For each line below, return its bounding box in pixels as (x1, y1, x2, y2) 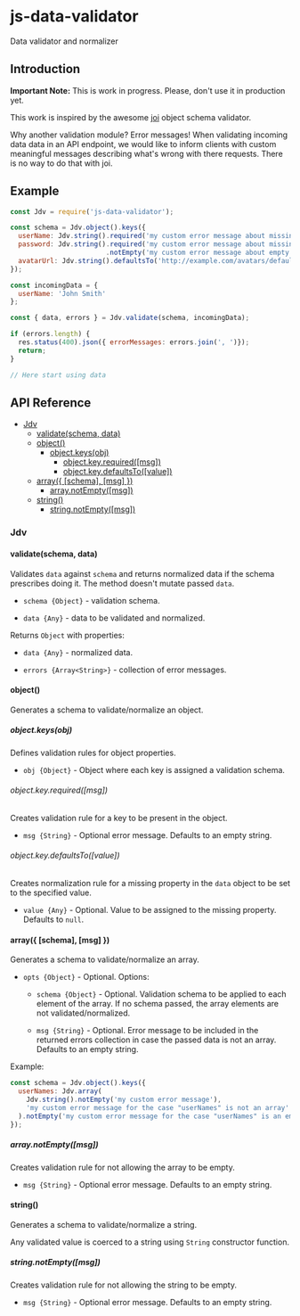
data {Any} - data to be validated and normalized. (22, 613, 206, 623)
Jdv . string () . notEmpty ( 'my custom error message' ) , (26, 1095, 222, 1105)
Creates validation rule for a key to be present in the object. (10, 812, 228, 823)
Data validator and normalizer (10, 36, 118, 46)
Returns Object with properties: (10, 629, 126, 640)
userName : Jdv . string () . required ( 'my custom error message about (18, 232, 266, 241)
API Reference (10, 395, 92, 410)
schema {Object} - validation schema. (22, 595, 160, 605)
